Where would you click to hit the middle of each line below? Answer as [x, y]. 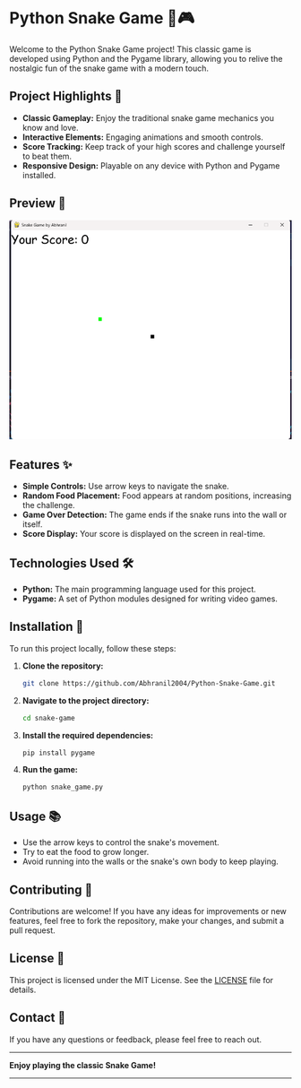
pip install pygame [59, 753]
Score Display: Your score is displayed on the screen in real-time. [144, 534]
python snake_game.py [62, 787]
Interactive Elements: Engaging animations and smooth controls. [143, 137]
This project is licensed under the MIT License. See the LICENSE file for [142, 980]
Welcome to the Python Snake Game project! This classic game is [130, 49]
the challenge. [48, 505]
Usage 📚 [35, 816]
